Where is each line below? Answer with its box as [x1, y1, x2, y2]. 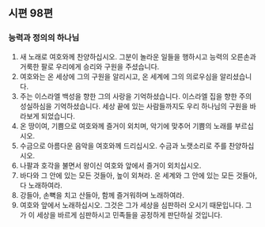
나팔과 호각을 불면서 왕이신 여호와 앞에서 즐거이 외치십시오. [19, 161, 202, 170]
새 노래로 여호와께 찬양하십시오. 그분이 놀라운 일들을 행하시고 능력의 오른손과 [19, 51, 257, 61]
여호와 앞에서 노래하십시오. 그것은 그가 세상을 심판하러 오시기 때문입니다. [19, 200, 244, 210]
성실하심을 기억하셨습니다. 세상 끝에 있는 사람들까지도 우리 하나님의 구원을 [19, 101, 248, 111]
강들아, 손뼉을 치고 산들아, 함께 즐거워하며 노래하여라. [19, 190, 184, 199]
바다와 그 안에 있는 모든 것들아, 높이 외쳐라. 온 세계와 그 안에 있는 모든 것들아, [19, 170, 258, 180]
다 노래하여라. [19, 180, 63, 190]
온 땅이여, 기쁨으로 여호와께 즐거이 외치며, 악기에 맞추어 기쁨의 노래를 [19, 121, 233, 131]
